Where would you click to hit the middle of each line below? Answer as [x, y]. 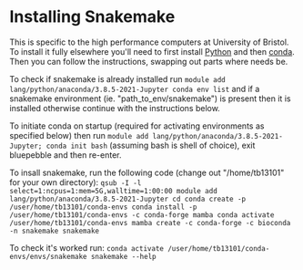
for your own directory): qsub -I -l [76, 182]
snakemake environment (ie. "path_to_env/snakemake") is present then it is [150, 99]
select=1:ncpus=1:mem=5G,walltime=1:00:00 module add [114, 191]
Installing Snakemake [92, 17]
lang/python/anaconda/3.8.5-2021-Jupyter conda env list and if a [135, 88]
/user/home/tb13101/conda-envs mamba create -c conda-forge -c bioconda [150, 223]
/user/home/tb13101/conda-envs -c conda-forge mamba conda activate [142, 215]
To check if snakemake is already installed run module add [117, 78]
